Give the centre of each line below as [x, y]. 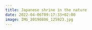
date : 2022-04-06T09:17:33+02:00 [40, 15]
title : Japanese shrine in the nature [46, 10]
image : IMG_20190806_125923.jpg [39, 19]
